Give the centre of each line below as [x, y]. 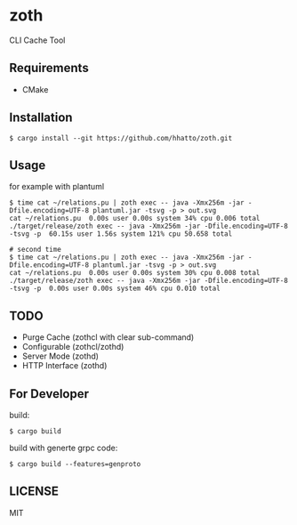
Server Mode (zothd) [60, 356]
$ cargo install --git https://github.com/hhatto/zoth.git [121, 138]
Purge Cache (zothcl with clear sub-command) [108, 337]
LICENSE [34, 492]
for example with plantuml [57, 187]
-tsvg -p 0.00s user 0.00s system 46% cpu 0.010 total [115, 289]
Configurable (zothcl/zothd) [73, 347]
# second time [36, 250]
